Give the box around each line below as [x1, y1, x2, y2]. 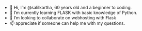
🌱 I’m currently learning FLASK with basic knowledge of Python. [9, 10, 138, 15]
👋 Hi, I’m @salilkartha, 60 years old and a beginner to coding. [9, 5, 132, 10]
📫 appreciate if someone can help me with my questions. [9, 20, 125, 26]
